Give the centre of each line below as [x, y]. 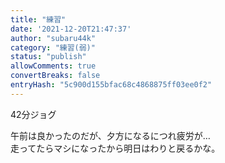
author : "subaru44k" [53, 38]
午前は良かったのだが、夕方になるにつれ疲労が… [110, 135]
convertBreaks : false [55, 76]
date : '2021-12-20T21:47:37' [71, 29]
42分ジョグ [33, 114]
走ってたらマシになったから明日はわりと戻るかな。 [115, 148]
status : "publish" [48, 57]
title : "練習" [38, 19]
